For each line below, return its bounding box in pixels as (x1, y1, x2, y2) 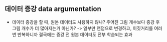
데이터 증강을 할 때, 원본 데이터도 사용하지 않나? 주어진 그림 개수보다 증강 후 (12, 19, 160, 25)
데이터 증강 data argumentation (5, 4, 101, 13)
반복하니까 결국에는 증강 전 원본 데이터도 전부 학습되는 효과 (17, 31, 132, 37)
